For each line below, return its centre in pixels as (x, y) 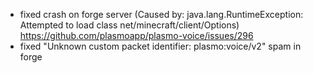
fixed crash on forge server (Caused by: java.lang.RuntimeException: (161, 14)
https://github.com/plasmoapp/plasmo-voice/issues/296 (136, 35)
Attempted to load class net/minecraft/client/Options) (129, 25)
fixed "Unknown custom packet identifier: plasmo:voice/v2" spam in (160, 46)
